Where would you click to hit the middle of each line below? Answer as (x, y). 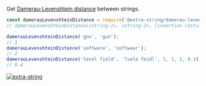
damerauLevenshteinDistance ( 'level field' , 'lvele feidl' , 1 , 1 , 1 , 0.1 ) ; (104, 59)
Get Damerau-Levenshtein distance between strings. (73, 9)
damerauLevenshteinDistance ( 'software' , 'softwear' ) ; (77, 48)
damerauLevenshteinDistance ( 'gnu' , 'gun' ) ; (63, 37)
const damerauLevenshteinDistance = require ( (65, 20)
